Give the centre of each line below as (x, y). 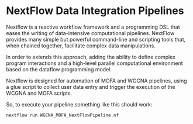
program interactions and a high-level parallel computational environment (94, 63)
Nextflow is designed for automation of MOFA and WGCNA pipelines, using (96, 81)
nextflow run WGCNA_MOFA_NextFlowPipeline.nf (62, 115)
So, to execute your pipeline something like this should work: (79, 104)
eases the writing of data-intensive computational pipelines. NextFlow (90, 33)
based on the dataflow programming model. (59, 69)
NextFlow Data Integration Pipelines (95, 11)
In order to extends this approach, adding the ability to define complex (91, 57)
